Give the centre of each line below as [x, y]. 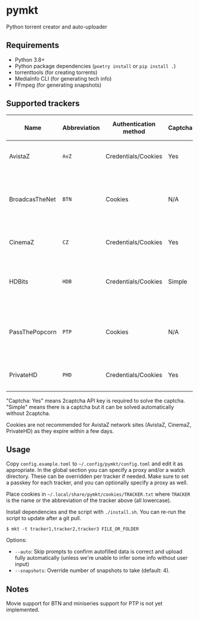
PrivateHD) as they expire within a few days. [60, 431]
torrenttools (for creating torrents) [56, 72]
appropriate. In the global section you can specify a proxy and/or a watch [96, 470]
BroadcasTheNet [33, 199]
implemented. [23, 610]
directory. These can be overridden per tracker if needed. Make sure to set [97, 476]
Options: [17, 540]
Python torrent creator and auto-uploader [57, 27]
